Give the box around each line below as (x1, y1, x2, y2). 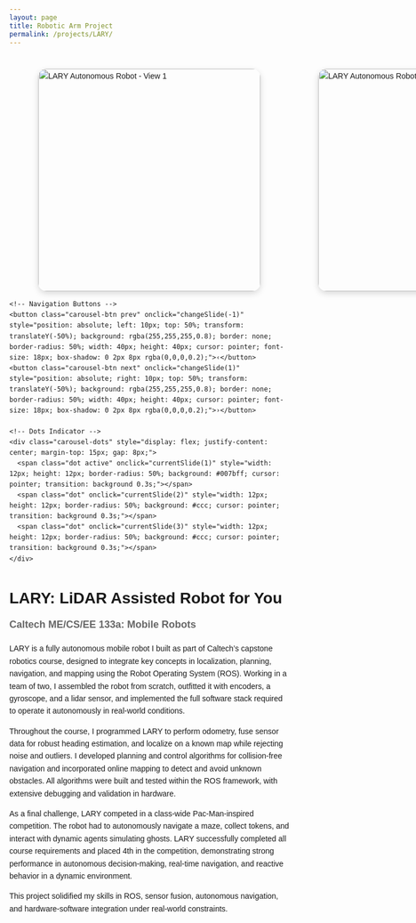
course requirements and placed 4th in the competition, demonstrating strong (9, 846, 275, 856)
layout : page (9, 12, 58, 22)
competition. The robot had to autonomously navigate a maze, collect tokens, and (9, 821, 290, 831)
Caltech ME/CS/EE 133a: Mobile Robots (9, 618, 197, 630)
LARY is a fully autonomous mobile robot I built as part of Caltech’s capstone (9, 644, 273, 654)
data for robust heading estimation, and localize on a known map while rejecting (9, 739, 284, 749)
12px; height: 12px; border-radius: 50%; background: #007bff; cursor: (9, 469, 280, 479)
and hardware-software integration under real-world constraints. (9, 903, 228, 913)
